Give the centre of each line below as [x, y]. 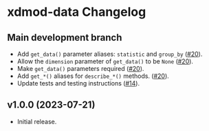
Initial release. [37, 121]
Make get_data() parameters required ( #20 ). [80, 69]
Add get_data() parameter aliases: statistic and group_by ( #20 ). [110, 54]
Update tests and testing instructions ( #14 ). [78, 83]
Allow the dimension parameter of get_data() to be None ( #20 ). [105, 61]
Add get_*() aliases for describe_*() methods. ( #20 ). [93, 76]
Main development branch [65, 38]
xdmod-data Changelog [77, 12]
